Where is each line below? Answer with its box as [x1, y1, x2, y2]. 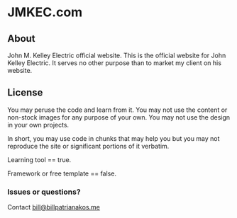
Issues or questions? [7, 187, 81, 197]
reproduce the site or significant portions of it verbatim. [7, 142, 170, 150]
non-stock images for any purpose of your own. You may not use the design [7, 113, 231, 121]
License [7, 86, 43, 99]
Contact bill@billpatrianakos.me [7, 203, 101, 212]
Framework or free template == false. [7, 169, 117, 178]
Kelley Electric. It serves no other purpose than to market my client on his [7, 59, 222, 67]
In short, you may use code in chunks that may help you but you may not [7, 134, 220, 142]
